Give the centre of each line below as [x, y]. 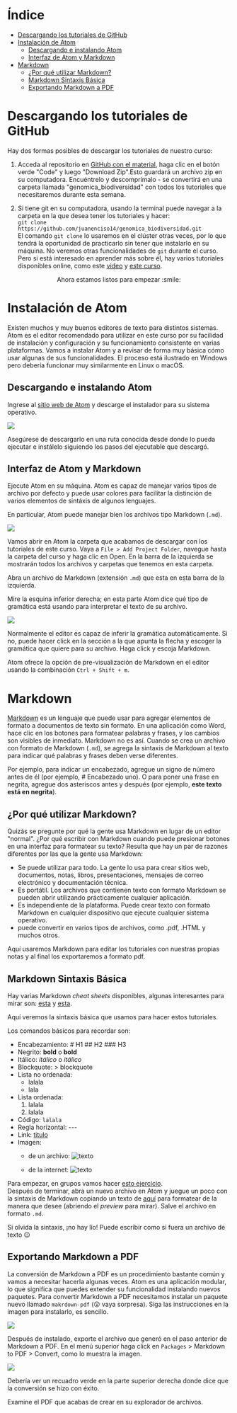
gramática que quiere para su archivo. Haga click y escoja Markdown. [109, 648]
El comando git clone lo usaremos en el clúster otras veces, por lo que [122, 235]
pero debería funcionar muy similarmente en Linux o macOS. [96, 365]
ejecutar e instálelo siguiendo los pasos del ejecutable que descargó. [108, 447]
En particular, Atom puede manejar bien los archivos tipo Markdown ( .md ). [115, 515]
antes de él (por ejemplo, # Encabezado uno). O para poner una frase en [113, 777]
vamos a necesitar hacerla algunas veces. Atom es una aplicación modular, [117, 1281]
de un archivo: [49, 1156]
